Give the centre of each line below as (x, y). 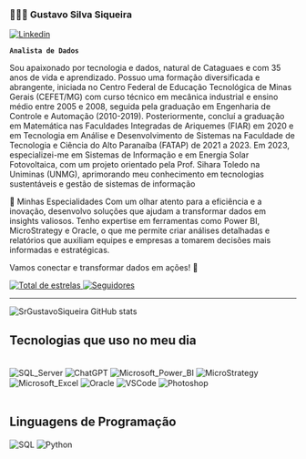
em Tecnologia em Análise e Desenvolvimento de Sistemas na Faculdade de (153, 136)
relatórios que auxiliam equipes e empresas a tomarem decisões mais (140, 240)
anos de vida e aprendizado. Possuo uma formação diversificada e (135, 77)
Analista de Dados (44, 51)
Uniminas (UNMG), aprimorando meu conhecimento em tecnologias (137, 174)
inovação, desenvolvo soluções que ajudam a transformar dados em (138, 211)
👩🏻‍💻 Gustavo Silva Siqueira (71, 15)
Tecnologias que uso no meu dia (103, 340)
